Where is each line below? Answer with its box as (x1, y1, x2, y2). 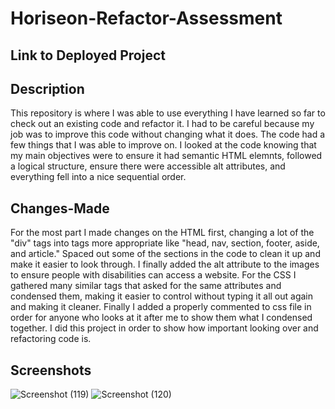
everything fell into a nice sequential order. (10, 171, 187, 183)
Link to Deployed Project (10, 47, 166, 64)
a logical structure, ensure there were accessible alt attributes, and (10, 160, 286, 172)
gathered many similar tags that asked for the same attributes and (10, 280, 282, 292)
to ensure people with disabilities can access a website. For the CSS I (10, 269, 297, 281)
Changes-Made (10, 200, 110, 217)
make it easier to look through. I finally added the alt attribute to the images (10, 258, 320, 271)
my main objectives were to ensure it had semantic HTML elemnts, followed (10, 150, 323, 162)
